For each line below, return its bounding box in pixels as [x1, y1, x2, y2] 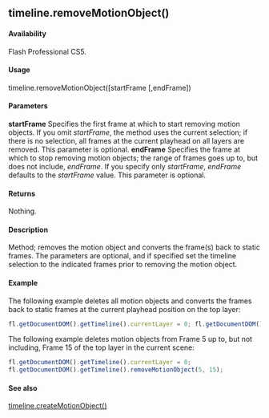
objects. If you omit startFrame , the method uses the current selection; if [8, 128, 248, 137]
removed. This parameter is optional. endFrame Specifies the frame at [8, 144, 241, 154]
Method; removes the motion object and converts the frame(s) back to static [8, 242, 260, 252]
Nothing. [8, 206, 38, 216]
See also [8, 383, 38, 392]
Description [8, 225, 49, 234]
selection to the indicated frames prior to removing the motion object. [8, 260, 238, 270]
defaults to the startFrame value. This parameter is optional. [8, 170, 207, 180]
